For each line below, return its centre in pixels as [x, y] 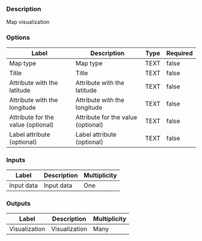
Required [179, 53]
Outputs [19, 203]
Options [18, 38]
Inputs [16, 159]
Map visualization [28, 22]
